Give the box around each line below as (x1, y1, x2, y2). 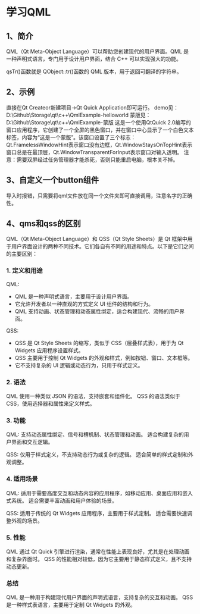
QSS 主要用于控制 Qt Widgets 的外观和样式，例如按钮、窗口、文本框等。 (14, 354, 193, 361)
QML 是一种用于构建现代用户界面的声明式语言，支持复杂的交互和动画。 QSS (6, 594, 193, 601)
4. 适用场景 (6, 475, 38, 483)
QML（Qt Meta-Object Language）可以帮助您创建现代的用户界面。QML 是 (6, 48, 189, 55)
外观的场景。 (11, 517, 43, 524)
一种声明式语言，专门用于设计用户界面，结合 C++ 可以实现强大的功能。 (6, 55, 182, 62)
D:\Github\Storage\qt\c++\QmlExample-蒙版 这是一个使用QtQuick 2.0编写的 (6, 118, 192, 126)
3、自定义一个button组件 (6, 175, 99, 185)
